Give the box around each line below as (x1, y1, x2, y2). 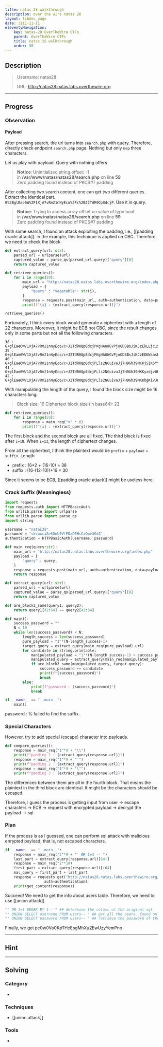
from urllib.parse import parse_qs (5, 513, 77, 519)
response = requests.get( (14, 875, 66, 879)
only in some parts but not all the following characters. (5, 330, 114, 336)
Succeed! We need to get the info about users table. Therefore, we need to (5, 892, 155, 898)
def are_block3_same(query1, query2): (5, 603, 83, 608)
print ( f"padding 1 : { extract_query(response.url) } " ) (14, 753, 125, 758)
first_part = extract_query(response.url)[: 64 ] (14, 865, 112, 871)
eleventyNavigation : (5, 25, 47, 30)
